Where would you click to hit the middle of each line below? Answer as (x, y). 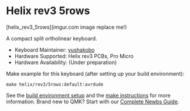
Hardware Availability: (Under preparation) (66, 62)
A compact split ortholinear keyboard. (52, 38)
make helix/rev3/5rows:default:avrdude (55, 84)
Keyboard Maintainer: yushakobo (55, 50)
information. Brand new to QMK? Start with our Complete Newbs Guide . (93, 102)
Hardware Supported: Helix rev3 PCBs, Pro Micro (74, 56)
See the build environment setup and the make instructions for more (89, 95)
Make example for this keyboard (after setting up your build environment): (95, 73)
